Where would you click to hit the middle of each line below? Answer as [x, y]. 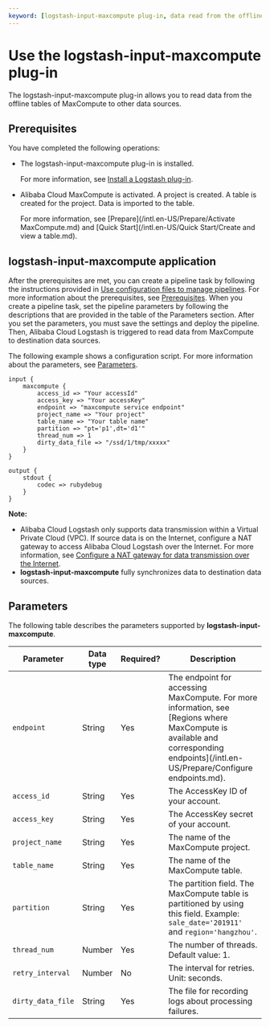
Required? [140, 659]
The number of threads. [213, 945]
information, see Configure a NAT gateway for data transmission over [135, 555]
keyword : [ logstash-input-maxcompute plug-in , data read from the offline [136, 16]
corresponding [196, 748]
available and [193, 738]
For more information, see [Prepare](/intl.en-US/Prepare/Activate [127, 219]
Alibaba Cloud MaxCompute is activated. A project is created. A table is [138, 195]
